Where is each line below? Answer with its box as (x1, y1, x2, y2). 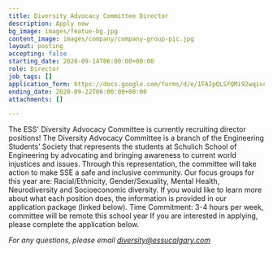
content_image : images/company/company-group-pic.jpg (8, 34, 195, 43)
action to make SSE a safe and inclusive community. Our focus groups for (8, 168, 255, 177)
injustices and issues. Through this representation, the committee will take (8, 159, 258, 169)
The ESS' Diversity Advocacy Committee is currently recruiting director (8, 124, 246, 134)
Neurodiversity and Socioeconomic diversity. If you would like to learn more (8, 185, 262, 195)
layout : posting (8, 42, 63, 50)
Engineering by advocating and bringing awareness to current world (8, 150, 237, 160)
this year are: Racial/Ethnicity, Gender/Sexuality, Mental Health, (8, 177, 220, 186)
